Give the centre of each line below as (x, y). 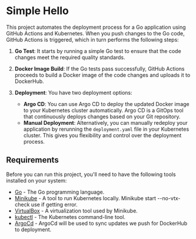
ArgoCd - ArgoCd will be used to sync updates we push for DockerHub (101, 223)
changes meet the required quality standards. (70, 57)
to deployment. (33, 229)
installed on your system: (36, 180)
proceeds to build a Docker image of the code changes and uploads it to (102, 75)
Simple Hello (37, 11)
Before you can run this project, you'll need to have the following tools (91, 174)
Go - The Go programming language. (59, 192)
